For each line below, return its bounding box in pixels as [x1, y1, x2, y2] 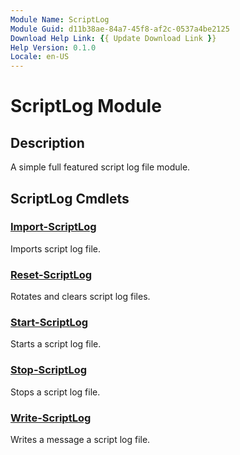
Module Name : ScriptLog [10, 14, 110, 25]
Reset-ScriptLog [10, 267, 93, 281]
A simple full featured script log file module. [10, 161, 191, 173]
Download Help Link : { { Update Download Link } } [10, 33, 217, 43]
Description [10, 134, 85, 151]
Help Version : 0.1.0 [10, 42, 97, 53]
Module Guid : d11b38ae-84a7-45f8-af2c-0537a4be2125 [10, 24, 230, 34]
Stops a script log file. [10, 386, 101, 398]
